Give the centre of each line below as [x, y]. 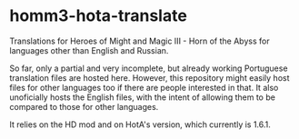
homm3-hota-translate [99, 16]
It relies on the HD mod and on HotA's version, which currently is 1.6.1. [140, 124]
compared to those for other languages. [84, 106]
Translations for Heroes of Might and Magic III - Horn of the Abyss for [140, 41]
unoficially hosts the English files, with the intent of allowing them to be [142, 97]
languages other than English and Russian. [89, 50]
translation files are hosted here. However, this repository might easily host [149, 77]
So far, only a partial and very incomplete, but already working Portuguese [149, 68]
